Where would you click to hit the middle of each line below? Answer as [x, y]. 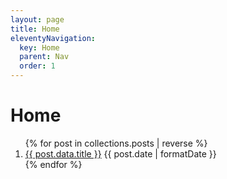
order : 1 [37, 66]
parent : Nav [44, 57]
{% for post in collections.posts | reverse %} [116, 143]
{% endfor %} [53, 164]
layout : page [37, 19]
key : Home [39, 47]
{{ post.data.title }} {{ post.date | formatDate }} [120, 153]
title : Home [35, 29]
